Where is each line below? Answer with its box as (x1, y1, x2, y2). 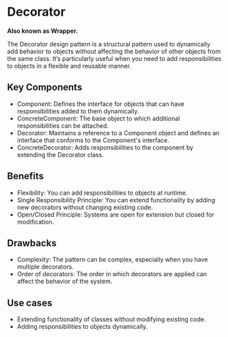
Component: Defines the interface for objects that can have (16, 100, 184, 108)
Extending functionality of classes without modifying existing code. (16, 315, 206, 323)
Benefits (7, 170, 44, 182)
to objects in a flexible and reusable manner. (7, 62, 132, 70)
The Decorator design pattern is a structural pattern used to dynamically (7, 40, 210, 48)
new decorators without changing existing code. (16, 203, 154, 211)
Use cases (7, 297, 53, 308)
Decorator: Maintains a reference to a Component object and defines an (16, 129, 220, 137)
